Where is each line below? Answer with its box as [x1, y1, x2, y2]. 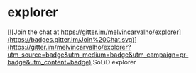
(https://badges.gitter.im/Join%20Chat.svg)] [7, 35, 137, 43]
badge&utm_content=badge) [7, 57, 92, 66]
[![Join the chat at [7, 28, 60, 36]
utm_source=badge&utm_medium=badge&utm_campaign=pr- [7, 50, 189, 59]
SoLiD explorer [92, 57, 136, 66]
